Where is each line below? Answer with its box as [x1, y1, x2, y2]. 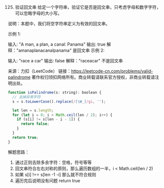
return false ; [20, 121, 50, 127]
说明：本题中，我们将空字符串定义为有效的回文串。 [8, 21, 110, 26]
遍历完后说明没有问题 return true [15, 177, 81, 184]
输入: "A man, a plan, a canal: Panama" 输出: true [8, 41, 106, 47]
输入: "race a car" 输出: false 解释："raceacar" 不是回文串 [8, 58, 123, 63]
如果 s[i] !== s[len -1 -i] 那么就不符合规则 [15, 171, 97, 177]
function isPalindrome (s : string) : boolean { [8, 90, 101, 95]
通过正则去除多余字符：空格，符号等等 [15, 159, 92, 165]
